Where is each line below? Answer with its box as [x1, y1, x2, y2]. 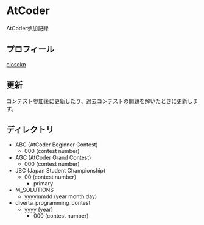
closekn [6, 60, 26, 68]
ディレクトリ [6, 124, 54, 135]
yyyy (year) [24, 205, 54, 213]
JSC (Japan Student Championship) [15, 167, 105, 174]
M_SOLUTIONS [15, 187, 54, 194]
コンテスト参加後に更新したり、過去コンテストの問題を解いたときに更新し [6, 97, 193, 104]
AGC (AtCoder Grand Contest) [15, 154, 91, 162]
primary [33, 180, 54, 187]
